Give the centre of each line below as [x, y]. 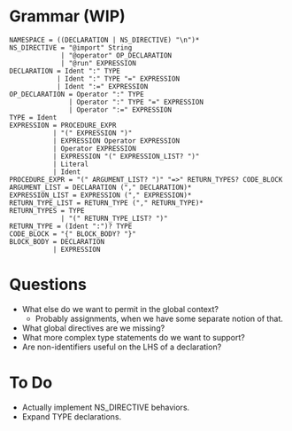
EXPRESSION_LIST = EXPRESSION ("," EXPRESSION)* [100, 195]
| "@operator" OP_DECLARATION [116, 55]
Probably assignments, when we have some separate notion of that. [159, 318]
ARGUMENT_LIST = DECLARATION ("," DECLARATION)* [100, 187]
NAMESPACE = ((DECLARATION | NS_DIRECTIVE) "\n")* [104, 40]
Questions [48, 285]
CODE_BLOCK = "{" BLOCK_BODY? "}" [73, 234]
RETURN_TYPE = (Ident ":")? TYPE [71, 226]
